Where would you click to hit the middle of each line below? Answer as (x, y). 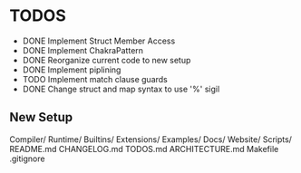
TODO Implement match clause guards (95, 79)
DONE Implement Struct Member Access (99, 41)
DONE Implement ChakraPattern (83, 50)
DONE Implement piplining (72, 70)
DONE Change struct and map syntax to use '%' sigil (121, 89)
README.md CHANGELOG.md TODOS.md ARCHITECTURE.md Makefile (144, 149)
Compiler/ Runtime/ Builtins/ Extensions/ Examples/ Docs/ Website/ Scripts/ (151, 139)
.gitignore (27, 159)
